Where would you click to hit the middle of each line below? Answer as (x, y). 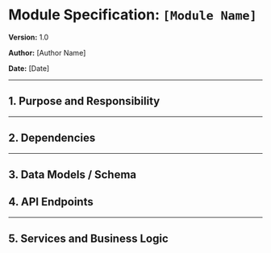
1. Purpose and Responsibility (84, 101)
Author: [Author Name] (47, 52)
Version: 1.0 (29, 37)
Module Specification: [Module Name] (133, 15)
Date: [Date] (29, 68)
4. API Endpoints (51, 202)
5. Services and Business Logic (88, 239)
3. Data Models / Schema (73, 174)
